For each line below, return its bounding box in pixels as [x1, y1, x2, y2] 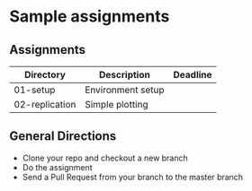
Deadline [173, 69, 213, 81]
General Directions [9, 128, 117, 144]
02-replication [13, 99, 76, 110]
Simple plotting [85, 99, 148, 110]
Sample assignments [9, 6, 170, 27]
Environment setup [85, 83, 165, 96]
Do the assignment [22, 161, 93, 172]
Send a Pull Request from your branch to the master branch [22, 171, 244, 182]
